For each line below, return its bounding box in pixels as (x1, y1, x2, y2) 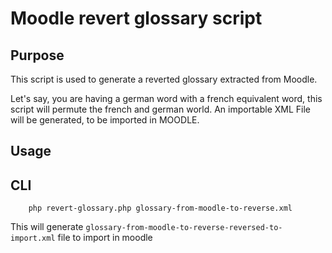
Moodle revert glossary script (10, 7, 263, 30)
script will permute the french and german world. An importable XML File (10, 103, 312, 115)
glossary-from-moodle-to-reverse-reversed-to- (85, 223, 283, 233)
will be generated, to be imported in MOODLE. (10, 114, 200, 126)
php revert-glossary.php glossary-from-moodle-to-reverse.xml (28, 203, 293, 214)
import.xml (10, 233, 56, 244)
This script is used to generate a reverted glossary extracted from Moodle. (10, 73, 318, 85)
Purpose (10, 47, 65, 64)
